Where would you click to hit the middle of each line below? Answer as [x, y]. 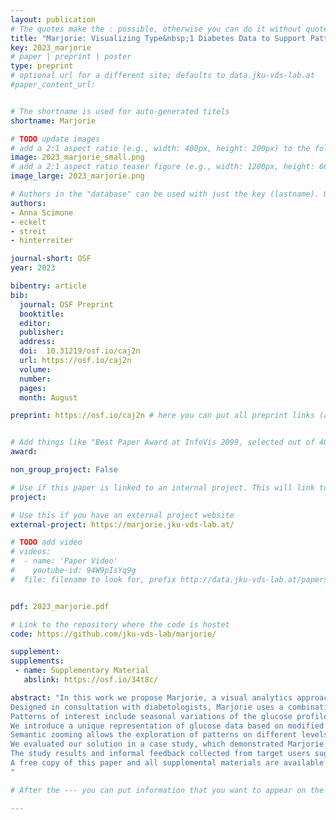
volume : [35, 369]
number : [35, 379]
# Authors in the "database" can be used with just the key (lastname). [165, 194]
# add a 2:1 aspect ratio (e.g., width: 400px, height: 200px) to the [160, 148]
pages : [33, 388]
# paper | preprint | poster [71, 57]
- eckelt [28, 222]
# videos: [31, 552]
